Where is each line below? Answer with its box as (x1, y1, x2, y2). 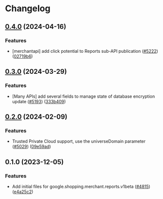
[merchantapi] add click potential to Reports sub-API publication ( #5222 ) (12, 48, 158, 54)
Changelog (5, 3, 51, 14)
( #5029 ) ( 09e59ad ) (12, 144, 51, 150)
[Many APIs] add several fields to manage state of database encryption (12, 93, 155, 99)
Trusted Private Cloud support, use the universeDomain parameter (12, 138, 146, 144)
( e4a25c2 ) (12, 189, 34, 195)
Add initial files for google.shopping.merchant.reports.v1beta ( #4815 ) (12, 183, 151, 189)
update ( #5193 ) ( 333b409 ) (12, 98, 66, 104)
